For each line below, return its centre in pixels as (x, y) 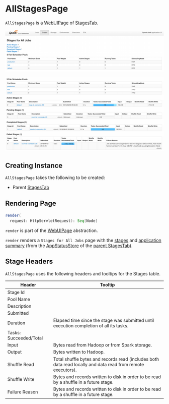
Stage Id (16, 292)
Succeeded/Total (25, 338)
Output (14, 352)
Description (19, 306)
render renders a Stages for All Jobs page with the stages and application (83, 240)
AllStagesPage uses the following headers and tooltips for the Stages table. (83, 273)
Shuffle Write (21, 379)
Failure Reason (23, 392)
